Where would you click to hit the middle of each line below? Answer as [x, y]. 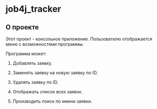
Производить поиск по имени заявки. [52, 101]
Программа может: [26, 54]
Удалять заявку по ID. [35, 82]
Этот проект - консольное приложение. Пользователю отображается [79, 39]
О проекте [22, 27]
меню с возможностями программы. [45, 44]
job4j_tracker [33, 9]
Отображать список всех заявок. [47, 92]
